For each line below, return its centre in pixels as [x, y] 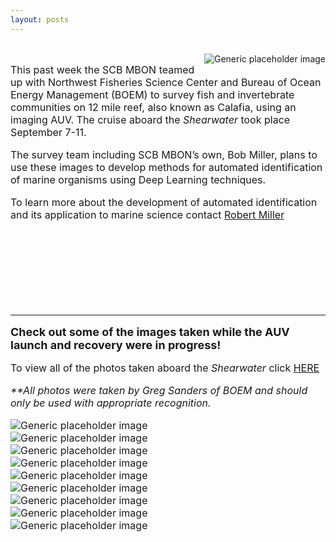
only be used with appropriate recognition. [111, 403]
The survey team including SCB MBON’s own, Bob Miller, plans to [164, 154]
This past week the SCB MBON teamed [102, 69]
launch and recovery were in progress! [116, 344]
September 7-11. [48, 132]
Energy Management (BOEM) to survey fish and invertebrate [152, 94]
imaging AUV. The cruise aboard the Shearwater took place [150, 119]
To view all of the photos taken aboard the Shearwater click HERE [165, 368]
